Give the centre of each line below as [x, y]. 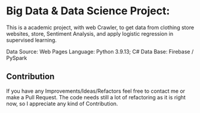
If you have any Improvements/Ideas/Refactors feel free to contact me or [96, 91]
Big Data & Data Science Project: [88, 11]
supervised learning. [31, 40]
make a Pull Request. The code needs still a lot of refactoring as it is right [96, 97]
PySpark [17, 58]
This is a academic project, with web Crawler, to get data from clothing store [100, 27]
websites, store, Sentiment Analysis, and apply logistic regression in [90, 33]
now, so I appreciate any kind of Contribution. [62, 103]
